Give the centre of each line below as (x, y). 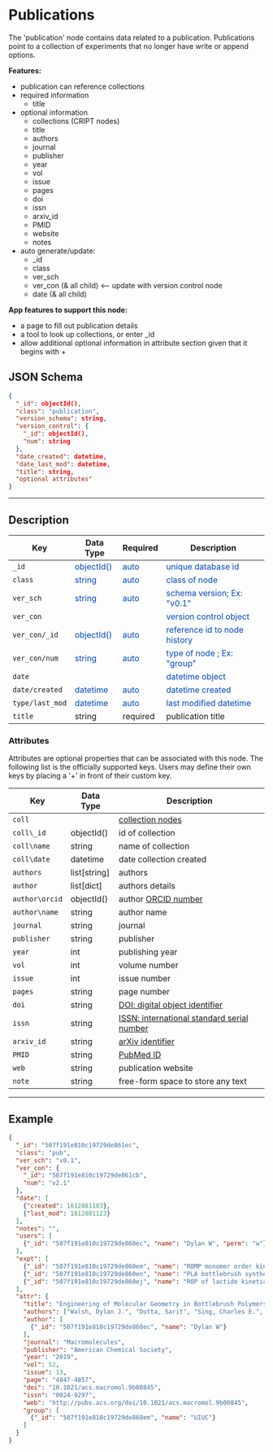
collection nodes (151, 820)
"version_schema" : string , (61, 419)
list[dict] (87, 886)
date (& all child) (59, 294)
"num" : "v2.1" (47, 1183)
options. (22, 55)
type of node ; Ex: (200, 653)
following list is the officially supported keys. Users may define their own (130, 767)
